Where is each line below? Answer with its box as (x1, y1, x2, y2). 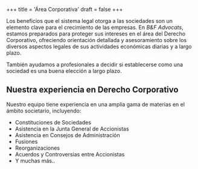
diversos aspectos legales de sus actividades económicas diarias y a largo (6, 43, 192, 50)
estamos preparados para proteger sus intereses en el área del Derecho (6, 30, 186, 37)
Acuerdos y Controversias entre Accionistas (14, 150, 125, 158)
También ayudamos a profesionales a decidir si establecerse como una (6, 61, 183, 68)
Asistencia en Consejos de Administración (14, 131, 120, 138)
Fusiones (14, 138, 38, 145)
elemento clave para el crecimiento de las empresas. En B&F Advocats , (6, 24, 184, 31)
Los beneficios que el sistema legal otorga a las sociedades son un (6, 17, 173, 24)
